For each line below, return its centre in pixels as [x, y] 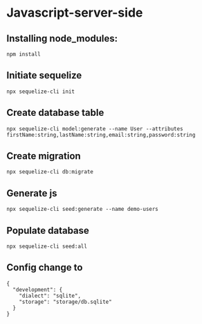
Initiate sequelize [44, 75]
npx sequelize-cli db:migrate [50, 172]
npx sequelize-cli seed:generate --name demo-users [82, 210]
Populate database [48, 230]
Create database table [55, 113]
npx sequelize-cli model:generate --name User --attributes [95, 129]
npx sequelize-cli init [41, 92]
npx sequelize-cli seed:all [47, 247]
